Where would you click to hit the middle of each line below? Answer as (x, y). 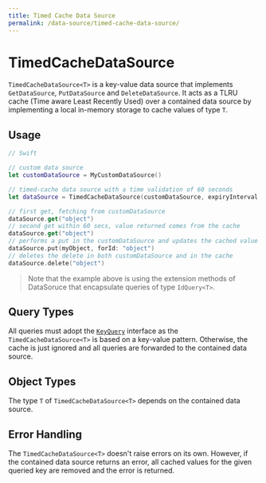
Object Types (42, 381)
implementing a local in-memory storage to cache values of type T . (118, 110)
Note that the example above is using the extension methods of (132, 278)
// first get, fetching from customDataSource (87, 211)
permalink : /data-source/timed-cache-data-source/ (94, 23)
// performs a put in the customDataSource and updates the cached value (133, 241)
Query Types (41, 312)
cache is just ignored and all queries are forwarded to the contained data (127, 348)
